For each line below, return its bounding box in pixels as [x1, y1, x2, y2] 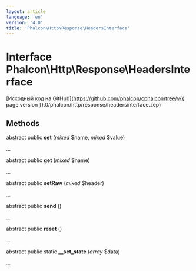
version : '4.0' [6, 19, 44, 25]
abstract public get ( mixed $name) [6, 157, 90, 164]
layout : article [6, 8, 46, 15]
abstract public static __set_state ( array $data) [6, 248, 121, 255]
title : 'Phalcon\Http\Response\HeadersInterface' [6, 25, 131, 31]
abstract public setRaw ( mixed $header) [6, 180, 104, 186]
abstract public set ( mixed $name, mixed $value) [6, 134, 125, 141]
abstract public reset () [6, 225, 62, 232]
